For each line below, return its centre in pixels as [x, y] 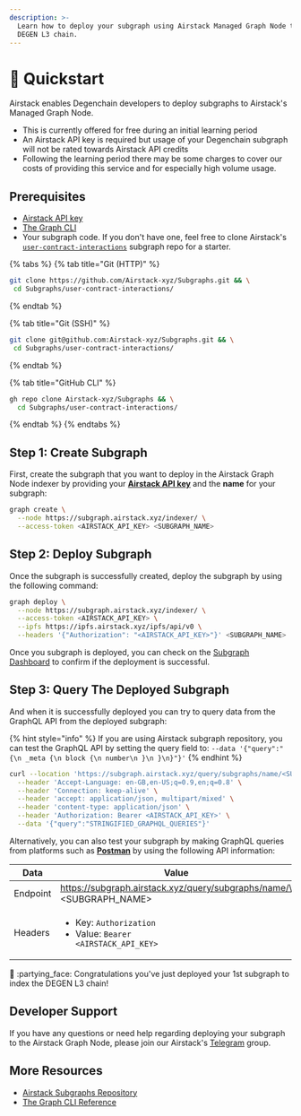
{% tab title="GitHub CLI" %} [63, 383]
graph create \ [38, 510]
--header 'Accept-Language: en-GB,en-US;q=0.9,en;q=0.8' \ [130, 782]
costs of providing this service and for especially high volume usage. [149, 169]
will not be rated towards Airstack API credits [105, 150]
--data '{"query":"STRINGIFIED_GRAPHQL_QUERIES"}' [114, 824]
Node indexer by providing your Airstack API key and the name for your [142, 484]
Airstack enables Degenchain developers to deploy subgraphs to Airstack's [148, 103]
